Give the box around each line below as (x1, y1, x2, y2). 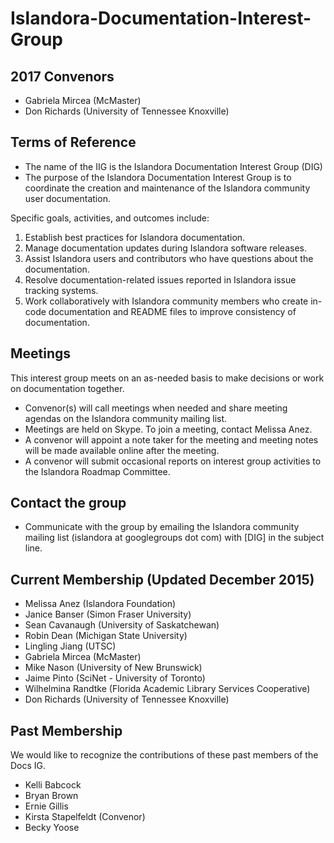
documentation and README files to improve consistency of (48, 305, 297, 317)
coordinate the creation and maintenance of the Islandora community (24, 182, 311, 194)
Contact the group (10, 495, 127, 512)
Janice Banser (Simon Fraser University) (24, 608, 192, 621)
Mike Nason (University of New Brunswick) (24, 662, 203, 674)
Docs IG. (10, 760, 47, 772)
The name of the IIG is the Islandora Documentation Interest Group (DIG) (24, 160, 323, 172)
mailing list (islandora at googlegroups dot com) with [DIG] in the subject (24, 532, 325, 544)
